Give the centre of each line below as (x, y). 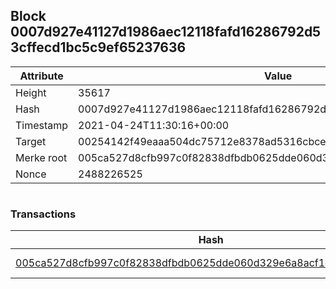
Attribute (41, 76)
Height (31, 92)
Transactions (43, 214)
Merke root (41, 157)
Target (31, 141)
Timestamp (42, 125)
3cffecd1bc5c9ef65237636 (98, 47)
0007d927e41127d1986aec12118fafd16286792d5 (166, 32)
